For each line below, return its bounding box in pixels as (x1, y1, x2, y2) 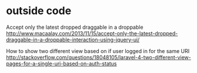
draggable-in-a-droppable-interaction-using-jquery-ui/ (6, 36, 140, 43)
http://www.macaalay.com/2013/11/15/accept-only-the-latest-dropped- (6, 29, 178, 36)
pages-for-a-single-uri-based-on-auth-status (6, 60, 117, 67)
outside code (6, 4, 72, 18)
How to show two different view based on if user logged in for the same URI (6, 47, 190, 54)
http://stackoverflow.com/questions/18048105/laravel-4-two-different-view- (6, 54, 191, 61)
